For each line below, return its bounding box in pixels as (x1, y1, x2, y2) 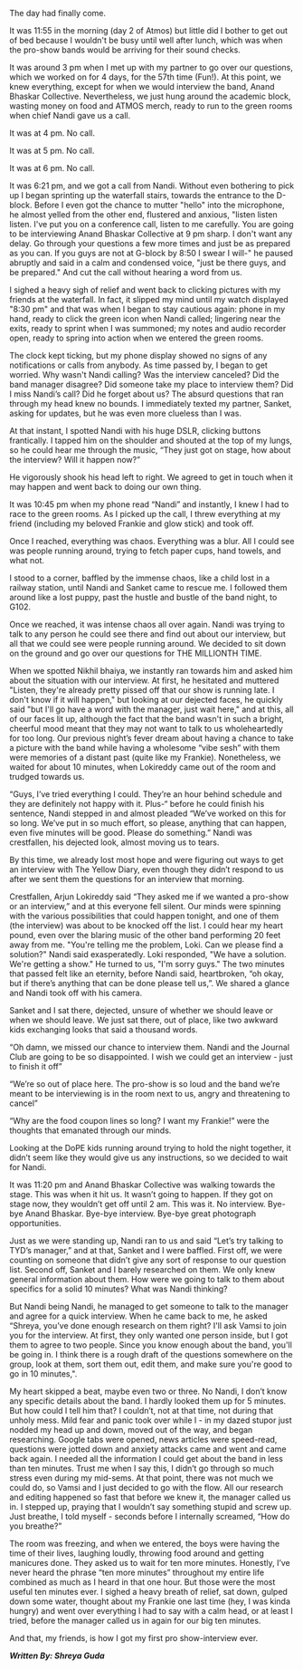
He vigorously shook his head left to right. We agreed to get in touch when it (9, 472, 294, 483)
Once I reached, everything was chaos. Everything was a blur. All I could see (9, 536, 295, 546)
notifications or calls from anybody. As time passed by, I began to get (9, 360, 269, 370)
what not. (9, 555, 45, 565)
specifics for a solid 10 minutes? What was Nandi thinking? (9, 1283, 228, 1294)
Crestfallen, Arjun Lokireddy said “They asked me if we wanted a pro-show (9, 891, 289, 902)
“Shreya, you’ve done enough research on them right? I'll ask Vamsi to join (9, 1320, 287, 1330)
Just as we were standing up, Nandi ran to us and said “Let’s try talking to (9, 1235, 284, 1246)
